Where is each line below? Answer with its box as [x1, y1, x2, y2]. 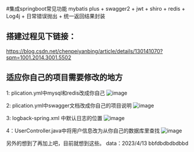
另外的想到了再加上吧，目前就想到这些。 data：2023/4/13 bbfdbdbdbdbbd [6, 140, 189, 147]
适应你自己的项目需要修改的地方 [6, 73, 123, 83]
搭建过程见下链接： [6, 31, 76, 41]
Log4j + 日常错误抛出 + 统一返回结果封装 [6, 12, 105, 20]
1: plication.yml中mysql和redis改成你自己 [6, 89, 105, 96]
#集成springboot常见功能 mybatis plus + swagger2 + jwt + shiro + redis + [6, 5, 185, 12]
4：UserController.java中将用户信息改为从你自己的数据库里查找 [6, 127, 160, 134]
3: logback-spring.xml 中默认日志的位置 [6, 114, 102, 121]
